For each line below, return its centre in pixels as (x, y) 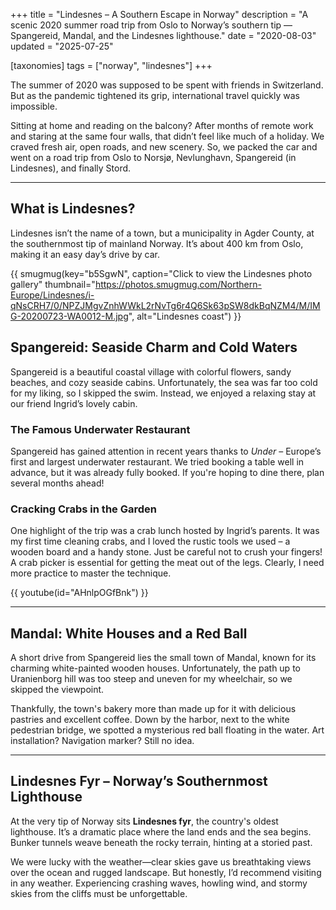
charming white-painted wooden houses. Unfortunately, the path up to (155, 668)
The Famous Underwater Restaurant (100, 429)
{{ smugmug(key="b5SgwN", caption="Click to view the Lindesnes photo (161, 273)
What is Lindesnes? (73, 209)
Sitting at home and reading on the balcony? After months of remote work (162, 125)
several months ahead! (57, 483)
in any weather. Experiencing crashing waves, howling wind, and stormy (159, 883)
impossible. (34, 106)
